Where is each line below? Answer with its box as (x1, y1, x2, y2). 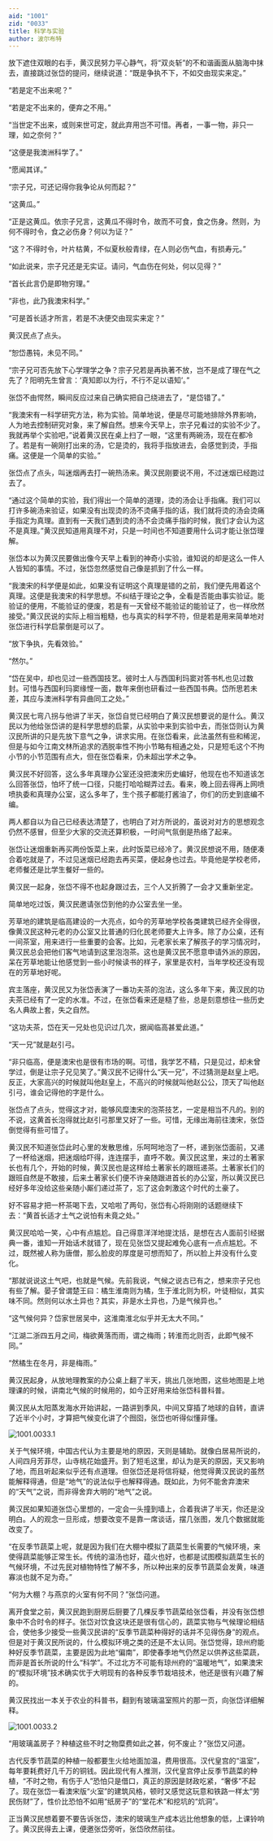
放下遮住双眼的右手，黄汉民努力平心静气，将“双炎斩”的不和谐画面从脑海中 (8, 58, 258, 68)
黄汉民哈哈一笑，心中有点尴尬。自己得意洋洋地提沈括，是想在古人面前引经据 (8, 1228, 265, 1238)
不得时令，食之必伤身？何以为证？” (15, 227, 133, 237)
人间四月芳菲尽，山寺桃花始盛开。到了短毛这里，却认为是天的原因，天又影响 (8, 1456, 265, 1466)
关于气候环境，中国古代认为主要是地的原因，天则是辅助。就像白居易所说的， (8, 1446, 265, 1456)
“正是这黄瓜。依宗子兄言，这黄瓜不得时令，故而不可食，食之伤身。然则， (8, 216, 254, 226)
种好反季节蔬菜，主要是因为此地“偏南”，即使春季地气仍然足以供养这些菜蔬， (8, 1647, 264, 1657)
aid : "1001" (8, 11, 49, 20)
